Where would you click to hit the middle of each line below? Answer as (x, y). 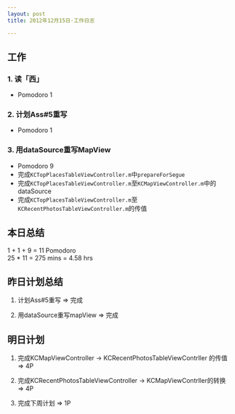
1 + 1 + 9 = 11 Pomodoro (42, 250)
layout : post (26, 14)
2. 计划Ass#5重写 (37, 115)
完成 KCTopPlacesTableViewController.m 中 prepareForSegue (101, 174)
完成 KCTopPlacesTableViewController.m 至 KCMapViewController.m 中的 (117, 183)
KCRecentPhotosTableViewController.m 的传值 (82, 208)
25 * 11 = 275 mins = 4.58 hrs (50, 258)
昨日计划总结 (35, 281)
